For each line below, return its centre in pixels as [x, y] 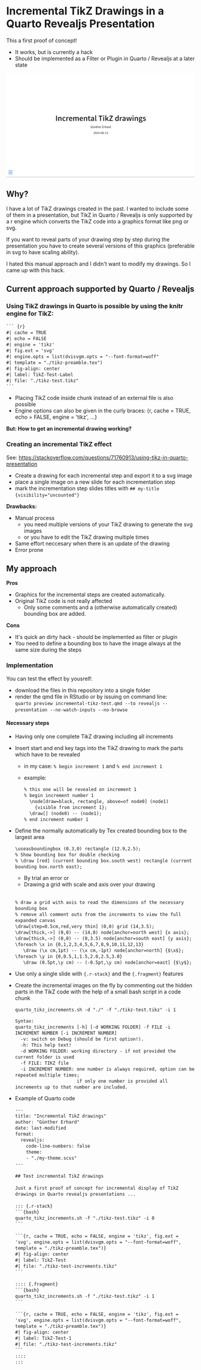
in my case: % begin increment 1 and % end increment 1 [93, 766]
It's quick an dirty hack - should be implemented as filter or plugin [96, 637]
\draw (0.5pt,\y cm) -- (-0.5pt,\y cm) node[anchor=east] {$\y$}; [108, 962]
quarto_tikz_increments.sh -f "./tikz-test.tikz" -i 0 [85, 1218]
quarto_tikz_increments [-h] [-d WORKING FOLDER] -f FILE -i [93, 1027]
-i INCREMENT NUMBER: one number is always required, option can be [108, 1069]
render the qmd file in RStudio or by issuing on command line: [91, 696]
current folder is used [45, 1057]
